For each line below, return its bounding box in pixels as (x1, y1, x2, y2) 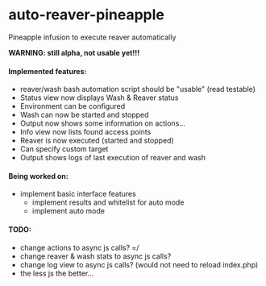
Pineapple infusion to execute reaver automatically (8, 32, 177, 42)
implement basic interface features (19, 189, 137, 199)
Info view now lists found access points (19, 127, 152, 137)
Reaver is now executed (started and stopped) (19, 135, 175, 146)
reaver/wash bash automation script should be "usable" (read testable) (19, 85, 256, 94)
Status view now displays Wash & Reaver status (19, 93, 179, 102)
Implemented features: (8, 66, 87, 76)
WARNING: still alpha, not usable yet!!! (8, 48, 140, 57)
